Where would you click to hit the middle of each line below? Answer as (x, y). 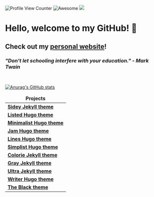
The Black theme (28, 187)
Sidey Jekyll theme (31, 106)
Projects (36, 98)
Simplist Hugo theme (33, 147)
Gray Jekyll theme (30, 163)
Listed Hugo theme (30, 115)
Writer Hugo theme (31, 179)
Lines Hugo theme (30, 139)
